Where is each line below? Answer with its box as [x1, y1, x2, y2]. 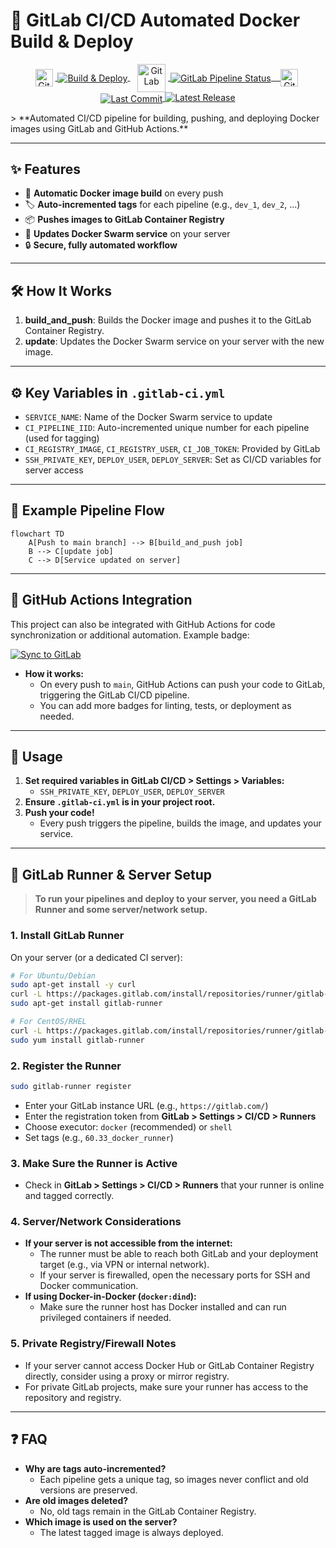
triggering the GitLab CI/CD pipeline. [39, 689, 190, 701]
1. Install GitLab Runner [10, 929, 125, 943]
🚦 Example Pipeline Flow [10, 502, 165, 519]
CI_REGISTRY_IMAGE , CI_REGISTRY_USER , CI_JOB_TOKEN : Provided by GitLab [24, 443, 321, 455]
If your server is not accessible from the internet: [24, 1237, 233, 1249]
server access [24, 464, 84, 476]
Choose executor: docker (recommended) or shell [24, 1120, 233, 1133]
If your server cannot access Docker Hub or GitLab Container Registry [24, 1359, 315, 1371]
